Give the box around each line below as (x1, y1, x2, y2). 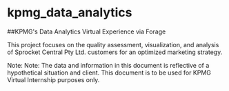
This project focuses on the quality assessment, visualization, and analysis (7, 40, 219, 49)
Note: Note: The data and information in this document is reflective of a (7, 61, 210, 69)
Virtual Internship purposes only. (7, 75, 100, 83)
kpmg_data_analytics (7, 5, 132, 21)
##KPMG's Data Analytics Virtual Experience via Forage (7, 27, 166, 36)
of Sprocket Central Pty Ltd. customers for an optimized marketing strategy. (7, 48, 223, 56)
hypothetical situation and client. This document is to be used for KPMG (7, 68, 212, 77)
